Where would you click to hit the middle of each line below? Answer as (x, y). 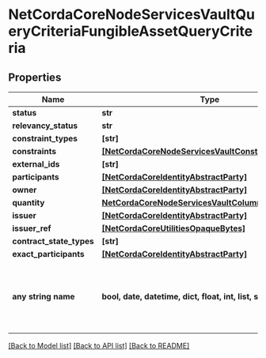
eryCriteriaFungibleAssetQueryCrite (131, 31)
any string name (44, 296)
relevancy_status (45, 126)
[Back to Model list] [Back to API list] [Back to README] (99, 346)
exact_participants (48, 254)
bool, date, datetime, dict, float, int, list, (177, 296)
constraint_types (45, 138)
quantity (28, 203)
